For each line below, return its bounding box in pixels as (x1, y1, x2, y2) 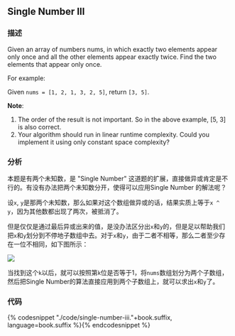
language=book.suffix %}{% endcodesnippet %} (7, 321, 151, 330)
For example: (7, 74, 46, 82)
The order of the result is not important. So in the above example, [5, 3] (17, 115, 226, 124)
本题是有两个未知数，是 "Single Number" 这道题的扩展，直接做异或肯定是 (7, 174, 222, 183)
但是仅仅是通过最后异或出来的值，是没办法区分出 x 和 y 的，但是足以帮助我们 (7, 222, 226, 230)
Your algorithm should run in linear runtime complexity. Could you (17, 130, 210, 139)
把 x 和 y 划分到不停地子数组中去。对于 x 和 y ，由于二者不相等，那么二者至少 (7, 231, 219, 239)
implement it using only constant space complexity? (17, 138, 170, 146)
